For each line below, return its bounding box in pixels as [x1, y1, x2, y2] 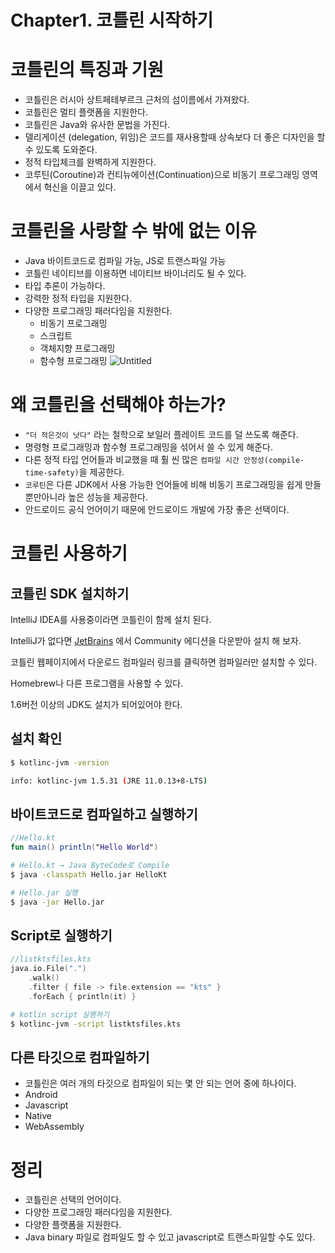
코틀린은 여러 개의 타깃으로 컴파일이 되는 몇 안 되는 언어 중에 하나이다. [24, 1077, 297, 1090]
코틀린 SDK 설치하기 [10, 585, 130, 602]
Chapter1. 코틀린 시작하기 [10, 9, 214, 32]
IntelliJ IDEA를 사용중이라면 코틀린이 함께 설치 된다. [10, 614, 212, 625]
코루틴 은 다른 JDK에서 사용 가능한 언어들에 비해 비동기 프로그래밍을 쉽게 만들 [24, 479, 322, 490]
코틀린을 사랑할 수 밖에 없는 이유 [10, 220, 257, 243]
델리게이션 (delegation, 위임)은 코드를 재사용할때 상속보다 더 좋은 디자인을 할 [24, 131, 326, 143]
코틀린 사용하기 [10, 542, 128, 565]
